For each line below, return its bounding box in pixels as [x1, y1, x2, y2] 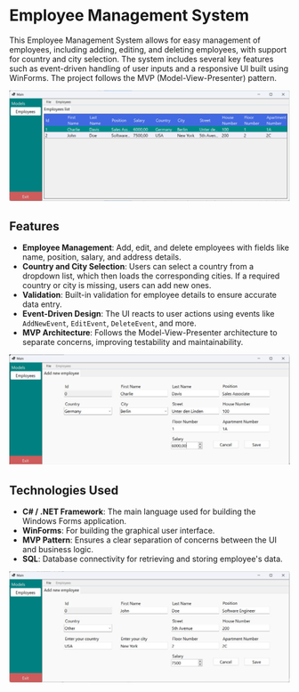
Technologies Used [9, 482, 118, 498]
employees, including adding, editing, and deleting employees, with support [9, 44, 287, 54]
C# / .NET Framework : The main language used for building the [21, 506, 256, 517]
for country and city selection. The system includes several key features [9, 53, 274, 64]
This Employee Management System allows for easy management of [9, 35, 261, 45]
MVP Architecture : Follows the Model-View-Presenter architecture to [21, 327, 278, 338]
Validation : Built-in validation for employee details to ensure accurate [21, 290, 278, 301]
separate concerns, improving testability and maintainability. [21, 337, 244, 348]
